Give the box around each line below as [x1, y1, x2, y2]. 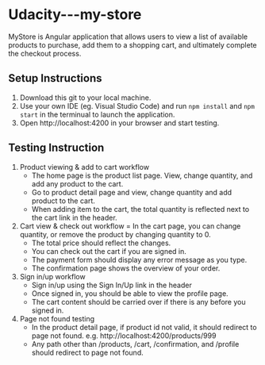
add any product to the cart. [31, 179, 124, 188]
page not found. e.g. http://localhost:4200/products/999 [31, 331, 217, 340]
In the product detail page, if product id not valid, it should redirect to [31, 322, 257, 332]
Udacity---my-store [8, 6, 142, 24]
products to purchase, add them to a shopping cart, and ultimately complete [8, 40, 257, 49]
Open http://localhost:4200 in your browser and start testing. [19, 117, 220, 128]
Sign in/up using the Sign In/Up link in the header [31, 280, 192, 290]
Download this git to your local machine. [19, 93, 152, 102]
